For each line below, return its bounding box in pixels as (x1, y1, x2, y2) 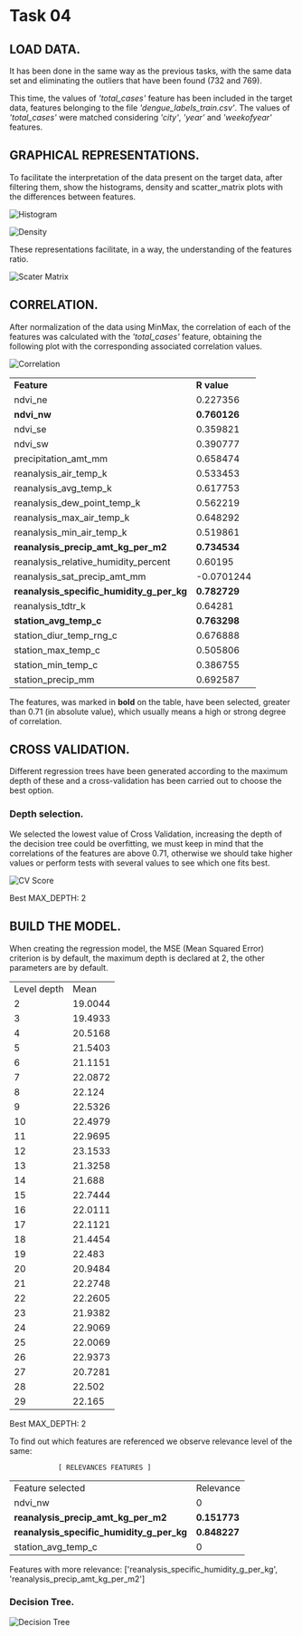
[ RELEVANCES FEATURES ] (57, 1463, 152, 1472)
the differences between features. (9, 191, 137, 202)
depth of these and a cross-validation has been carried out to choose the (9, 776, 282, 787)
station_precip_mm (14, 673, 95, 685)
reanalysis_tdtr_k (14, 599, 86, 612)
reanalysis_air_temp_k (14, 467, 108, 479)
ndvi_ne (14, 393, 48, 406)
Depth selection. (9, 808, 84, 820)
